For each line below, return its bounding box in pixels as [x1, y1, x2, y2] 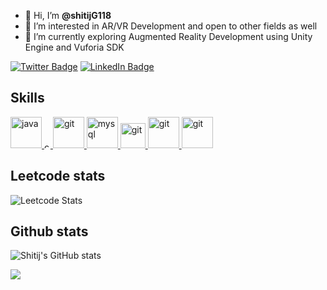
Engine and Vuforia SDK [24, 41, 125, 53]
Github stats [10, 223, 89, 240]
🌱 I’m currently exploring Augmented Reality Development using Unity [24, 31, 313, 42]
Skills [10, 90, 45, 107]
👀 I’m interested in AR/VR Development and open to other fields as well [24, 20, 318, 32]
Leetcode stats [10, 168, 106, 185]
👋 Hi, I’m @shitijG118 [24, 10, 112, 21]
